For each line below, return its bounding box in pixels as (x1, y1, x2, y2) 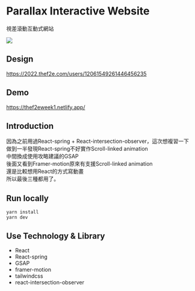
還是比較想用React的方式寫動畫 (6, 167, 84, 175)
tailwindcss (14, 272, 43, 280)
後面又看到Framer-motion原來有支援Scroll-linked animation (6, 160, 153, 167)
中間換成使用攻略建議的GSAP (6, 152, 79, 160)
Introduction (6, 120, 54, 131)
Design (6, 54, 34, 64)
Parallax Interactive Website (6, 4, 150, 18)
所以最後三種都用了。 (6, 175, 59, 183)
